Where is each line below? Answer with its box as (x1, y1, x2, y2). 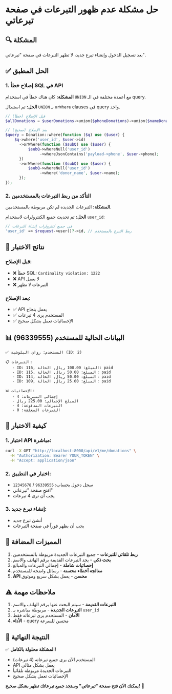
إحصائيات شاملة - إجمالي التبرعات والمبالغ (12, 562, 93, 568)
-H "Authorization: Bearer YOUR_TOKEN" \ (10, 453, 100, 458)
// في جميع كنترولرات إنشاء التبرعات (5, 224, 73, 229)
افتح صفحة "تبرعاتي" (12, 487, 53, 493)
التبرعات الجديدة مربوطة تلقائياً (12, 667, 72, 673)
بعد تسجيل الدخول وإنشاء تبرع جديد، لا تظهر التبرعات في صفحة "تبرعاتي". (5, 52, 146, 57)
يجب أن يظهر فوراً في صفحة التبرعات (12, 523, 84, 529)
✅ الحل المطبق (5, 67, 49, 75)
